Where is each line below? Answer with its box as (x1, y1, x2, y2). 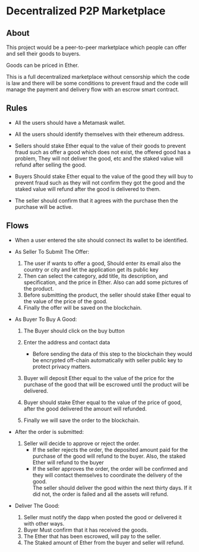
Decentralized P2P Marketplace (6, 4, 166, 18)
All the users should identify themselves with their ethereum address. (14, 130, 185, 138)
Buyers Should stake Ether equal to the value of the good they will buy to (14, 172, 193, 180)
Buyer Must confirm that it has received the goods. (23, 526, 149, 534)
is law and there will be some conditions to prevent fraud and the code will (6, 79, 188, 87)
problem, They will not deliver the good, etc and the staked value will (14, 155, 184, 162)
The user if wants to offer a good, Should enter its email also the (23, 260, 181, 267)
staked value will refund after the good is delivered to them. (14, 185, 161, 192)
